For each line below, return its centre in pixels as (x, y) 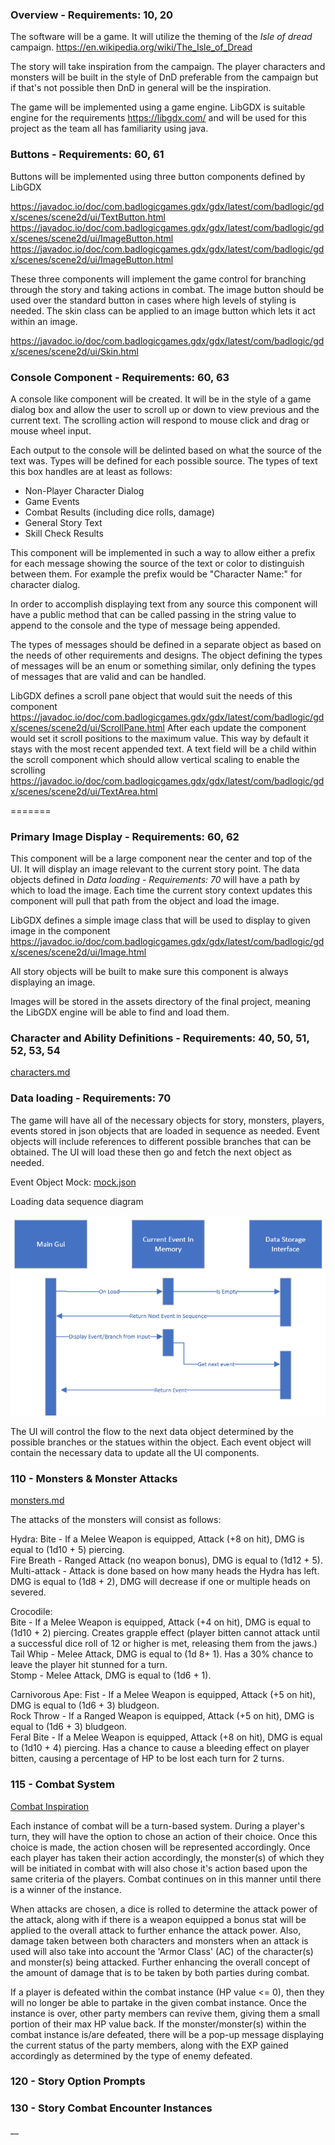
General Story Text (63, 522)
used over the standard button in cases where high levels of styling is (153, 300)
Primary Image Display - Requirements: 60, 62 (125, 836)
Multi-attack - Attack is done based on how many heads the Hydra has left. (165, 1571)
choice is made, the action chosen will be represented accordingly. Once (160, 1847)
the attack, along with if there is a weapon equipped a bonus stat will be (158, 1919)
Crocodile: (31, 1612)
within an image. (44, 321)
